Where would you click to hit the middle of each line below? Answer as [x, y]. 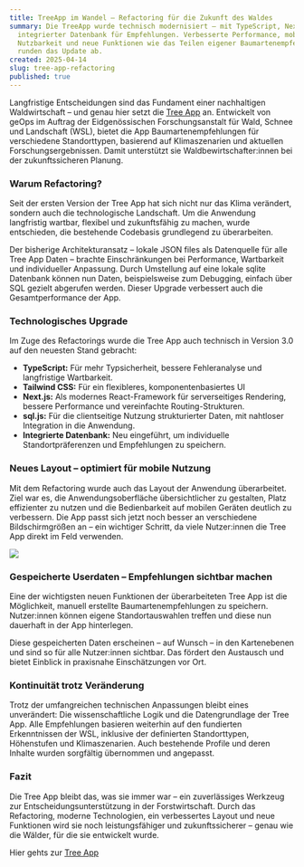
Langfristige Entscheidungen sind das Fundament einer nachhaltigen [138, 102]
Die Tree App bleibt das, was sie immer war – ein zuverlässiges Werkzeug [147, 796]
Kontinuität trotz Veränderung [77, 685]
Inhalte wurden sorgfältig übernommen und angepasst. [112, 753]
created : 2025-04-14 [48, 60]
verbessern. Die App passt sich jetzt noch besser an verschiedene [133, 517]
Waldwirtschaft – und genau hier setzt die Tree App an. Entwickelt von [140, 112]
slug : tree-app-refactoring [62, 69]
